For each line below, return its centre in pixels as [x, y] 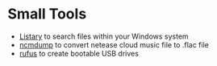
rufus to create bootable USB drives [79, 53]
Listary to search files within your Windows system [104, 36]
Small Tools [47, 14]
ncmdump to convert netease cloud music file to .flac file [114, 44]
